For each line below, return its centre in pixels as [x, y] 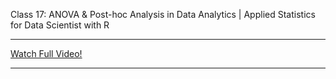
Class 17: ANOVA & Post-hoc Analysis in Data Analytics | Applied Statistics [163, 14]
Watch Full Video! [46, 53]
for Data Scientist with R [60, 25]
